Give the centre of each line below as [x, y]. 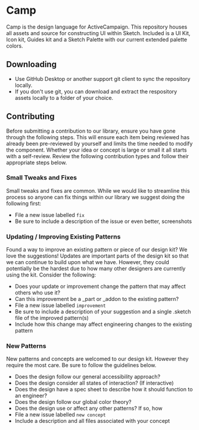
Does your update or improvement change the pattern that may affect [100, 287]
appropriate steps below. [37, 162]
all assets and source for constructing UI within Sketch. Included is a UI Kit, [98, 33]
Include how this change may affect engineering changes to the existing [103, 324]
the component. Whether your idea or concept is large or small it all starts [97, 150]
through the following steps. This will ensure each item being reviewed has [98, 137]
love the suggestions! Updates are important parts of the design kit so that [97, 256]
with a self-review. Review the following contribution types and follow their [98, 156]
